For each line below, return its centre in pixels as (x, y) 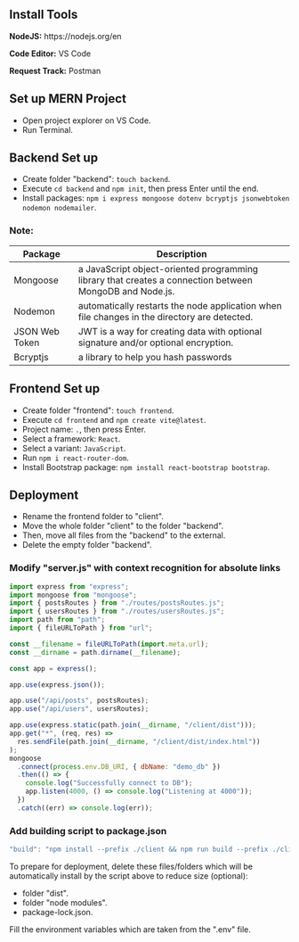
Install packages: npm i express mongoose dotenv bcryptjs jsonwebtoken (156, 198)
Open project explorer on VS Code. (86, 120)
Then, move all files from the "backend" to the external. (124, 535)
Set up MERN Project (68, 99)
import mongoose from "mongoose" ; (73, 595)
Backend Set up (54, 158)
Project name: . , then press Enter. (84, 429)
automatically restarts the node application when (180, 305)
